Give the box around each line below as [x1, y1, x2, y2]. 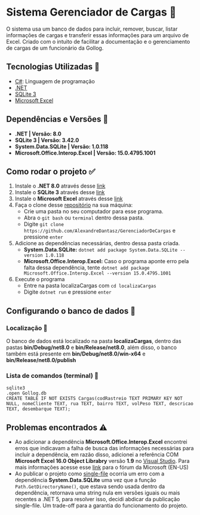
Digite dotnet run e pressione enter [23, 288, 112, 296]
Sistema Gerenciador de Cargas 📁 [6, 5, 177, 19]
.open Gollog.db [6, 390, 47, 396]
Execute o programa [14, 276, 65, 283]
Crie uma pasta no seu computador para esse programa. [23, 208, 164, 215]
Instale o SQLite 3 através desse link [14, 189, 105, 196]
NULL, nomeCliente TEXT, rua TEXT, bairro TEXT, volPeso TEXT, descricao [6, 401, 194, 407]
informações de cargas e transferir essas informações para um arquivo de [6, 31, 189, 38]
